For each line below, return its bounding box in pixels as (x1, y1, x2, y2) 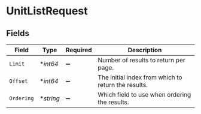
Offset (9, 78, 28, 85)
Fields (6, 28, 30, 38)
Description (127, 46, 162, 54)
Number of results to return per (98, 56, 185, 64)
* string (39, 94, 60, 103)
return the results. (98, 81, 148, 89)
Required (65, 46, 92, 54)
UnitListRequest (6, 4, 88, 18)
